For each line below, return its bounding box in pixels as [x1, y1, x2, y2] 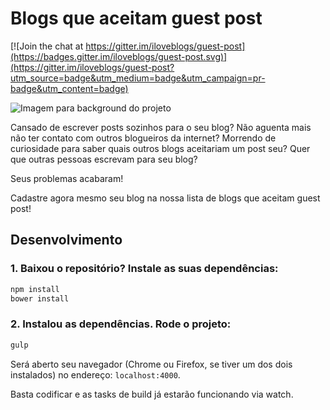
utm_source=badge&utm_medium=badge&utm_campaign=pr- [10, 72, 266, 84]
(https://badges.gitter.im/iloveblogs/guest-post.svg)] [10, 50, 228, 62]
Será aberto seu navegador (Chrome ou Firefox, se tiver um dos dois [10, 358, 293, 370]
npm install [10, 284, 60, 294]
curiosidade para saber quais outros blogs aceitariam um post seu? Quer [10, 142, 311, 154]
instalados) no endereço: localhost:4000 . [10, 368, 181, 381]
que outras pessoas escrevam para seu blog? [10, 153, 198, 165]
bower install [10, 293, 70, 304]
